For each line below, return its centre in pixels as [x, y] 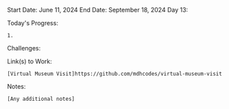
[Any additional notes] [41, 99]
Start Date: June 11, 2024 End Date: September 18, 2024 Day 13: [98, 10]
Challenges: [24, 48]
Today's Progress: [33, 23]
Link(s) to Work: [30, 61]
